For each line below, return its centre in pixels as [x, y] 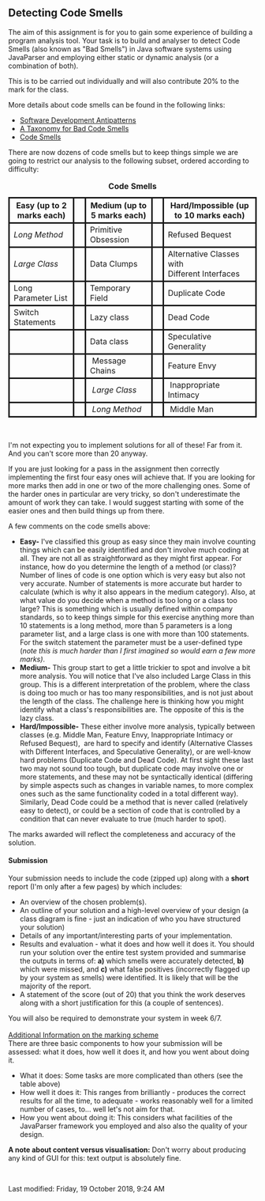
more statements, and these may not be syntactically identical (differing [136, 777]
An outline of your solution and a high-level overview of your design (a [134, 911]
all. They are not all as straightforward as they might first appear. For [131, 558]
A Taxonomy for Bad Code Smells [74, 128]
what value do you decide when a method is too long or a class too [129, 600]
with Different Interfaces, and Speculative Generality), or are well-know [135, 752]
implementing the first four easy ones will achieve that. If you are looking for [132, 477]
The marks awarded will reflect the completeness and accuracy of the [122, 834]
